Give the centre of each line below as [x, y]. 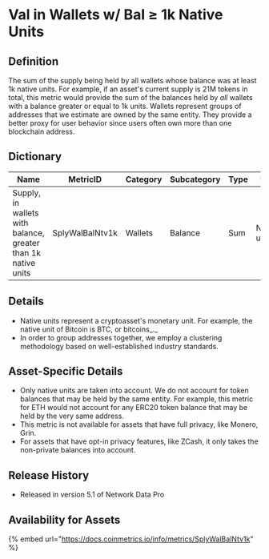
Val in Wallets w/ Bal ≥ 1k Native [116, 15]
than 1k [27, 252]
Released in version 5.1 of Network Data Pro [92, 495]
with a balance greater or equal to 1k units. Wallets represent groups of [125, 106]
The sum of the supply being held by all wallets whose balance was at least [133, 80]
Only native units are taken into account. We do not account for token [134, 391]
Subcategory [195, 179]
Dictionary [35, 157]
